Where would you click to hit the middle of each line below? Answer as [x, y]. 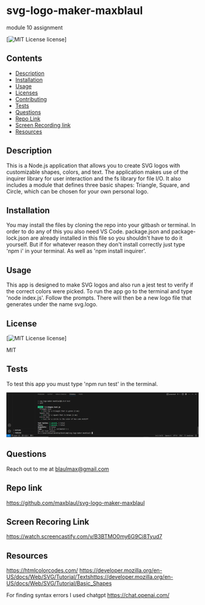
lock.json [18, 238]
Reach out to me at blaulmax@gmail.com [58, 469]
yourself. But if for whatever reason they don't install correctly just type [96, 245]
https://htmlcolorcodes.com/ [42, 570]
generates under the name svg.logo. [52, 304]
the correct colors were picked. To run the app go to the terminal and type [99, 292]
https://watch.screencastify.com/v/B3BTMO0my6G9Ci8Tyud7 [85, 537]
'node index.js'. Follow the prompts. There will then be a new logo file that [99, 298]
